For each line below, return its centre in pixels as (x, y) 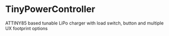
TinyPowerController (50, 9)
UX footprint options (27, 28)
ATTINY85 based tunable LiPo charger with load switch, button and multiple (84, 23)
